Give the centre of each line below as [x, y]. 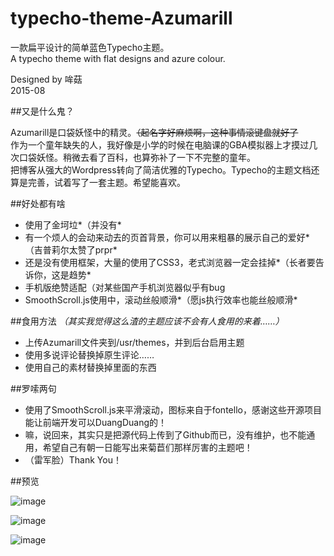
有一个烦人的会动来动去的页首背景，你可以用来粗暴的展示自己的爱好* [167, 237]
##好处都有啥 [38, 203]
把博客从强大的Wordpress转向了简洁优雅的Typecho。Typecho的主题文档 [161, 169]
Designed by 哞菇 [46, 79]
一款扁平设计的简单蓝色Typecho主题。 [90, 47]
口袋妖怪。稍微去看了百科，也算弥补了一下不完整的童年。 [137, 157]
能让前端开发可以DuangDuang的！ [95, 422]
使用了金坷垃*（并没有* [73, 224]
